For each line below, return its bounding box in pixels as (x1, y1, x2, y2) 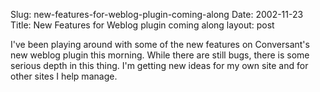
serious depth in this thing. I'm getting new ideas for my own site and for (10, 60, 309, 71)
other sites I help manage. (10, 70, 118, 82)
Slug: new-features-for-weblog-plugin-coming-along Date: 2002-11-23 (10, 9, 304, 20)
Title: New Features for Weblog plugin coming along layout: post (10, 19, 275, 31)
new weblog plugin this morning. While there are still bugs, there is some (10, 49, 310, 61)
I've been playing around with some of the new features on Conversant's (10, 39, 310, 50)
